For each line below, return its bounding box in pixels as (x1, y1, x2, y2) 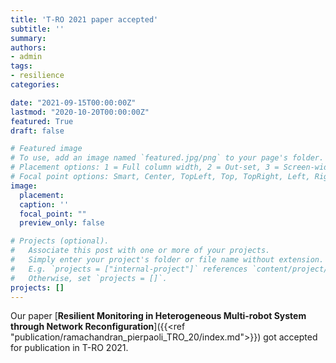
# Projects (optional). (10, 236, 110, 246)
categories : (10, 80, 60, 90)
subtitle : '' (10, 24, 65, 34)
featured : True (10, 116, 74, 126)
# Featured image (10, 144, 83, 154)
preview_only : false (19, 218, 105, 228)
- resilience (10, 71, 65, 81)
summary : (10, 33, 47, 43)
